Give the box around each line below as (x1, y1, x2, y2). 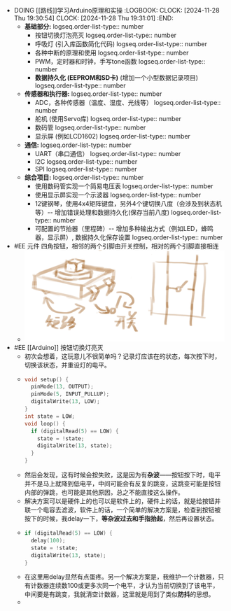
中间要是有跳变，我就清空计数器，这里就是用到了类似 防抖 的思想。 (24, 590, 215, 598)
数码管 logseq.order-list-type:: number (34, 123, 146, 132)
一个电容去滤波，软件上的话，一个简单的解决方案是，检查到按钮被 (30, 506, 221, 514)
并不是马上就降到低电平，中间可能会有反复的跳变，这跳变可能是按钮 (24, 479, 221, 488)
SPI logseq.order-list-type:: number (34, 165, 138, 173)
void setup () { (24, 376, 69, 383)
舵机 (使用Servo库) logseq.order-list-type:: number (34, 115, 182, 122)
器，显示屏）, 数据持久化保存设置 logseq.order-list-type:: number (34, 233, 223, 241)
